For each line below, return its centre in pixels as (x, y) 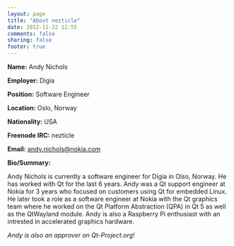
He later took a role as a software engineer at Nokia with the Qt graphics (112, 199)
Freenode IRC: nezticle (41, 135)
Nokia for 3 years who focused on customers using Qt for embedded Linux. (117, 191)
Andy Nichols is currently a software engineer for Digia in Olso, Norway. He (117, 176)
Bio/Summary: (29, 163)
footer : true (27, 47)
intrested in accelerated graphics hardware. (71, 221)
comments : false (31, 34)
